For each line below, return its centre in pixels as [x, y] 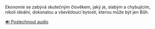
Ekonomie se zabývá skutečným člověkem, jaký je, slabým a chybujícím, [78, 7]
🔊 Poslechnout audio [27, 22]
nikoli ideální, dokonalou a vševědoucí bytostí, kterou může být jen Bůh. [77, 12]
